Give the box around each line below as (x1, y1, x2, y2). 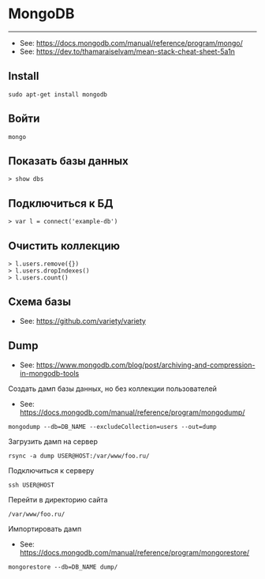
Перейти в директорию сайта (8, 494, 108, 504)
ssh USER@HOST (8, 481, 55, 489)
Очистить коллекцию (8, 239, 121, 253)
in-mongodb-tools (19, 368, 80, 378)
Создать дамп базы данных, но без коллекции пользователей (8, 384, 217, 393)
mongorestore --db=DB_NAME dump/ (8, 562, 118, 571)
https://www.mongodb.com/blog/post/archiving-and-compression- (36, 360, 256, 370)
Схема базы (8, 295, 71, 309)
